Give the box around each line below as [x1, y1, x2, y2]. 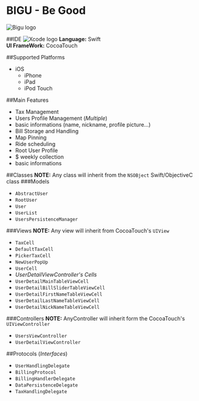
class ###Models [6, 177, 50, 185]
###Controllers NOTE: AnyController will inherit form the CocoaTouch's [6, 314, 185, 322]
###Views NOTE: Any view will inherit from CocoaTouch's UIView [6, 227, 170, 234]
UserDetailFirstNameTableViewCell [15, 291, 103, 297]
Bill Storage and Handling [15, 127, 79, 134]
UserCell [15, 265, 38, 271]
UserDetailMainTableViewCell [15, 278, 89, 285]
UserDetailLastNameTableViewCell [15, 297, 100, 303]
